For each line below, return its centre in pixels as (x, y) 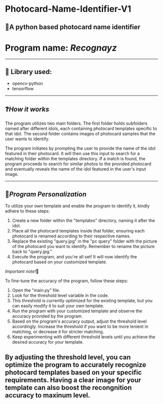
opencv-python (27, 83)
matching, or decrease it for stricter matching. (58, 331)
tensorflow (23, 89)
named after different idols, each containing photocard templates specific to (81, 129)
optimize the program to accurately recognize (76, 365)
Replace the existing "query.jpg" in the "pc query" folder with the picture (85, 241)
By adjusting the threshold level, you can (68, 357)
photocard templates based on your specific (73, 373)
